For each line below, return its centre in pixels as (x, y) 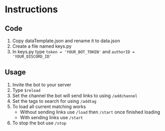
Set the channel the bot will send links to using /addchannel (75, 96)
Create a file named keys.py (42, 46)
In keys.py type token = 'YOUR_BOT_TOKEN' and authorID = (73, 52)
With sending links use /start (51, 117)
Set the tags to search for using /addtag (54, 101)
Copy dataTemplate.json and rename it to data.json (66, 41)
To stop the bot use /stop (39, 123)
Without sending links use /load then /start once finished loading (90, 112)
